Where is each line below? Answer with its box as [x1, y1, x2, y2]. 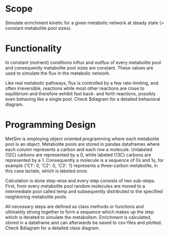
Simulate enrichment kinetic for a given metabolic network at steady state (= [5, 20, 164, 26]
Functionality [5, 43, 62, 54]
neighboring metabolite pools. [5, 194, 68, 200]
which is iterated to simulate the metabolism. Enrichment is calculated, [5, 214, 152, 220]
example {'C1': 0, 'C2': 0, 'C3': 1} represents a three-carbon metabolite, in [5, 162, 158, 168]
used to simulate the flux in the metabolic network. [5, 70, 110, 76]
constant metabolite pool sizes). [5, 25, 72, 31]
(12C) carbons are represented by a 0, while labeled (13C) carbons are [5, 152, 151, 158]
